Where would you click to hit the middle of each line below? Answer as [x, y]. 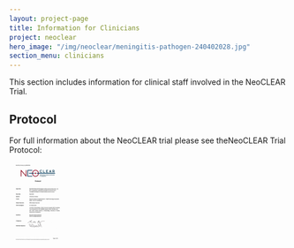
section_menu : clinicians [57, 56]
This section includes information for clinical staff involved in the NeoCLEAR [147, 82]
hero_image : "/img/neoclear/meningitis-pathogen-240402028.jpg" [130, 47]
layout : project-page [49, 19]
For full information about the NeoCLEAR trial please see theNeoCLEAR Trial [147, 140]
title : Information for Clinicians [75, 28]
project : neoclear [43, 37]
